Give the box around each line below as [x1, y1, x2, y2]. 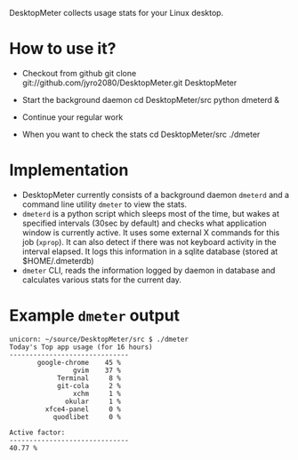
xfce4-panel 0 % [44, 404, 122, 414]
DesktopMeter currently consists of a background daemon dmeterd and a [21, 189, 290, 200]
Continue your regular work [21, 111, 124, 123]
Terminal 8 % [56, 373, 122, 383]
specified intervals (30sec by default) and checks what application [21, 218, 267, 228]
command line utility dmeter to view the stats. [21, 199, 188, 210]
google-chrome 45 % [36, 358, 122, 367]
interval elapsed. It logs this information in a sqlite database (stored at [21, 246, 278, 257]
